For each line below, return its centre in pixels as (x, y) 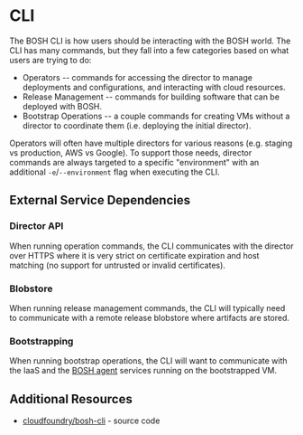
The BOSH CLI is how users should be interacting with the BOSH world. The (150, 41)
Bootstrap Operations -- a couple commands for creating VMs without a (156, 116)
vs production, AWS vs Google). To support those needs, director (131, 152)
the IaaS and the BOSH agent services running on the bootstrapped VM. (143, 371)
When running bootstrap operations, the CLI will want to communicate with (148, 361)
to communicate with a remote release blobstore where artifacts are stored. (150, 317)
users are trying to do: (50, 60)
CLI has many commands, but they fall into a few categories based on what (149, 50)
